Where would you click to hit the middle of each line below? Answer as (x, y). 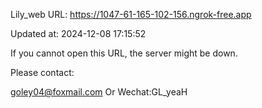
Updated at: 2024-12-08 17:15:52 (78, 33)
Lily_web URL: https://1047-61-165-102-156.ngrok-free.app (131, 14)
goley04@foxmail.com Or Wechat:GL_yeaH (99, 92)
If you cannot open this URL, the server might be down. (124, 53)
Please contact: (42, 72)
